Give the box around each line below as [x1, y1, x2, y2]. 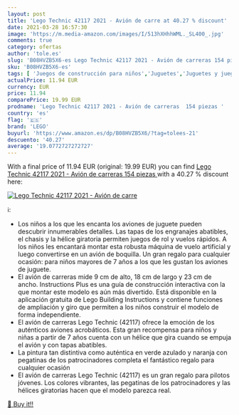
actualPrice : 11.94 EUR [7, 76, 78, 84]
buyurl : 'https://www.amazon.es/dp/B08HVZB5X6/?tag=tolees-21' [7, 130, 199, 137]
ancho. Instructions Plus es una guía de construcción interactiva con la [17, 280, 225, 289]
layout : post [7, 10, 46, 18]
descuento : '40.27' [7, 136, 65, 143]
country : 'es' [7, 110, 50, 117]
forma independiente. [17, 310, 81, 319]
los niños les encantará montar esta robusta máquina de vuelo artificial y [17, 243, 231, 251]
